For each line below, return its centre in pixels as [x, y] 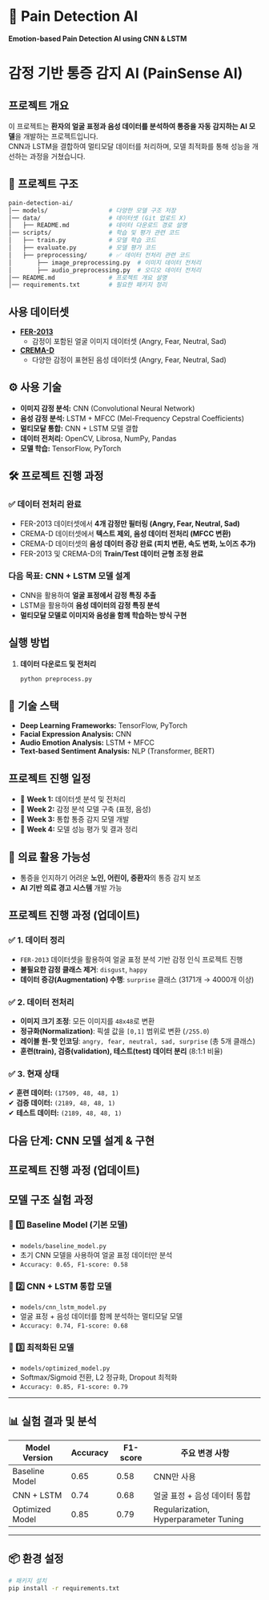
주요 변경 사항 [205, 1453]
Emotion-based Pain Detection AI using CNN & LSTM [98, 38]
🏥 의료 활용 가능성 [49, 857]
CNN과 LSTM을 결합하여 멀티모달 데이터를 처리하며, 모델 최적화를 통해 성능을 [129, 146]
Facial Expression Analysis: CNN [76, 734]
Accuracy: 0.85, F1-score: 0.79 [74, 1387]
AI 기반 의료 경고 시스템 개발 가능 [71, 887]
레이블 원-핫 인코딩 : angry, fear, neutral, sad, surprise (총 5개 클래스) [138, 1040]
